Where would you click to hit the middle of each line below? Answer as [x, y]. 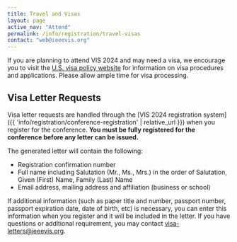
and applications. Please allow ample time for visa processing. [98, 76]
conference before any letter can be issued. [73, 137]
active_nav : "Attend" [39, 27]
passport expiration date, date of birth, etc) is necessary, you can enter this [117, 208]
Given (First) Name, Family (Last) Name [75, 179]
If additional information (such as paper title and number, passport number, [117, 201]
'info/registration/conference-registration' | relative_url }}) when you [116, 122]
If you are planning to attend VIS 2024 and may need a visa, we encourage [116, 60]
